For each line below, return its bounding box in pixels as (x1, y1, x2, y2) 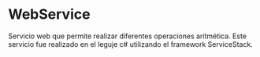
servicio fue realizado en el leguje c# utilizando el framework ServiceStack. (8, 39, 254, 48)
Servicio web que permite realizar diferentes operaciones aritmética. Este (8, 31, 247, 41)
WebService (8, 5, 91, 23)
